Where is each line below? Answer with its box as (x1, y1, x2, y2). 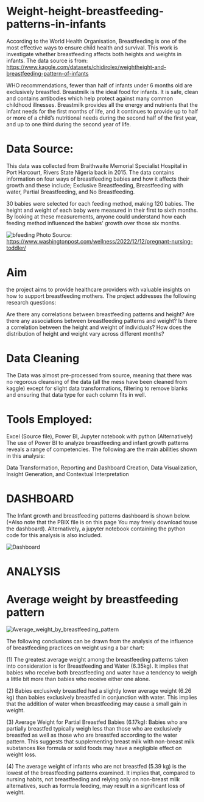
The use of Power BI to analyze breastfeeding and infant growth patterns (6, 439, 189, 446)
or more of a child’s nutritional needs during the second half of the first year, (6, 114, 198, 121)
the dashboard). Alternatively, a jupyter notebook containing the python (6, 525, 186, 532)
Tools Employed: (6, 412, 93, 426)
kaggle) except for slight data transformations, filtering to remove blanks (6, 385, 188, 392)
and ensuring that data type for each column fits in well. (6, 391, 147, 398)
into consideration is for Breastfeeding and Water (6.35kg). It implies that (6, 662, 189, 670)
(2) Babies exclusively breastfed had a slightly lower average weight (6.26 (6, 687, 192, 694)
